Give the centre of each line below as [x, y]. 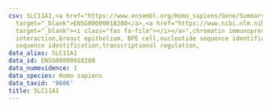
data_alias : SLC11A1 [43, 53]
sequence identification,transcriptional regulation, [108, 46]
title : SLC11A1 [34, 91]
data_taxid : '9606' [41, 83]
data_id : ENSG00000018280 [52, 61]
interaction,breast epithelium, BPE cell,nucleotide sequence [122, 38]
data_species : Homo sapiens [56, 76]
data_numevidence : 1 [43, 68]
